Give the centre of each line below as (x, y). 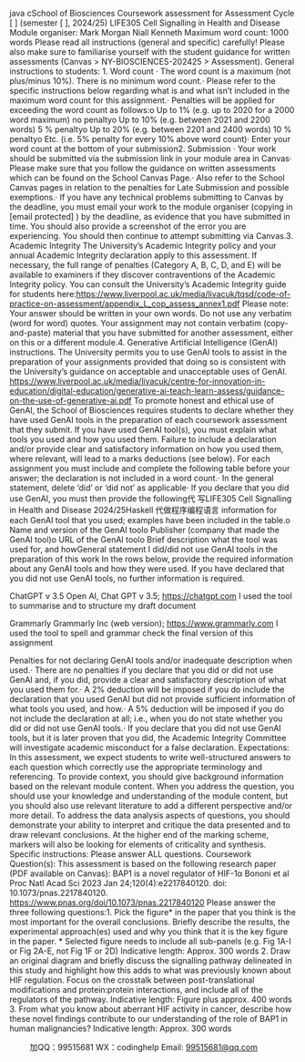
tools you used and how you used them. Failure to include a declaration (143, 439)
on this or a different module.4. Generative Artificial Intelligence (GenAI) (144, 342)
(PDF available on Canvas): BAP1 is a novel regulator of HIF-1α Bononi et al (149, 873)
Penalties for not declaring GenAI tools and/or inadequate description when (151, 660)
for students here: (43, 294)
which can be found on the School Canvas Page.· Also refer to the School (147, 178)
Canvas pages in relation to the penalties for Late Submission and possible (149, 187)
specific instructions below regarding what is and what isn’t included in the (150, 91)
